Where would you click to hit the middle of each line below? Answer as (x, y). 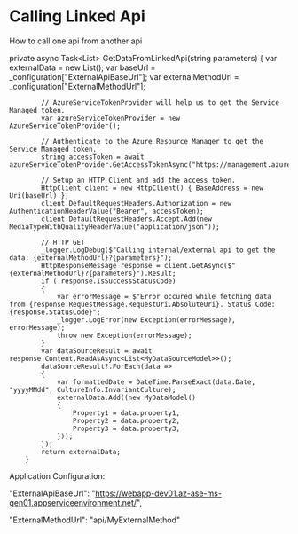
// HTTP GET (63, 242)
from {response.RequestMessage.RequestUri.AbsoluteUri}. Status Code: (142, 304)
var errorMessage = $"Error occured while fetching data (164, 296)
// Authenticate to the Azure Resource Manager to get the (153, 141)
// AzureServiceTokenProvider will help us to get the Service (160, 102)
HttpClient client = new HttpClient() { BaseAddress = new (153, 188)
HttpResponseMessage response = (101, 265)
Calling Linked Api (78, 16)
